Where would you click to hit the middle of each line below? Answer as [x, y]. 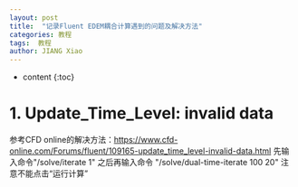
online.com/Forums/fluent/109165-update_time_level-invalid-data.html [140, 151]
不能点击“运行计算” [53, 173]
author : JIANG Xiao [46, 51]
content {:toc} [48, 77]
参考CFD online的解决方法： [62, 140]
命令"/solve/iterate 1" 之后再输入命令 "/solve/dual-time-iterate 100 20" [148, 163]
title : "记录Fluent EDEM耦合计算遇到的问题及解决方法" [106, 26]
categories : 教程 [41, 34]
